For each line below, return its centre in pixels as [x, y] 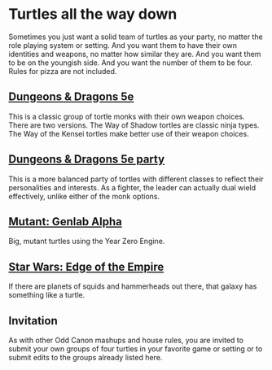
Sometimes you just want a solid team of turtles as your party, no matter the [136, 37]
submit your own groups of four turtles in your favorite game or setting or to [136, 349]
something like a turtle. [47, 295]
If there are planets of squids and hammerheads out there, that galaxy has [133, 286]
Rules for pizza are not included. [63, 71]
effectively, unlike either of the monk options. [84, 196]
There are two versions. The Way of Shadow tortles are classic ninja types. [134, 125]
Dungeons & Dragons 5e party [87, 159]
